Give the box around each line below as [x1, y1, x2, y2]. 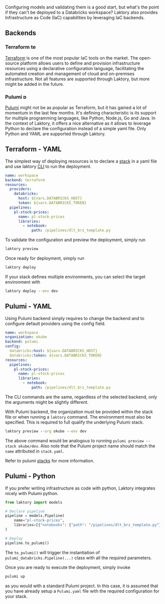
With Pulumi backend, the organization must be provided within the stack [5, 409, 153, 415]
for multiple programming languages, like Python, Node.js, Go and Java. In [5, 115, 156, 121]
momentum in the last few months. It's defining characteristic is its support [5, 109, 157, 115]
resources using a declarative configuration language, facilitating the [5, 65, 144, 71]
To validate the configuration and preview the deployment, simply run [5, 237, 146, 243]
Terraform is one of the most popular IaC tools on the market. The [5, 55, 138, 61]
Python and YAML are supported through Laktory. [5, 131, 106, 137]
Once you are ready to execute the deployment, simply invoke [5, 564, 131, 570]
